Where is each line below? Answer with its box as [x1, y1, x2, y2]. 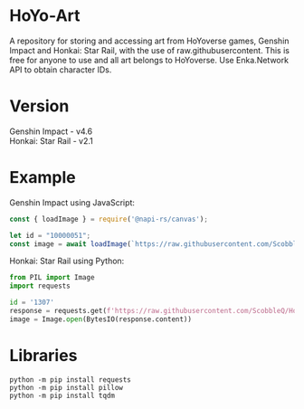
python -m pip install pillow [9, 383, 124, 392]
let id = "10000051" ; [9, 231, 91, 240]
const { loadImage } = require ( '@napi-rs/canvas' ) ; [9, 214, 208, 224]
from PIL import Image [9, 273, 95, 282]
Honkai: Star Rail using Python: [9, 255, 125, 267]
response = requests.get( [9, 307, 107, 316]
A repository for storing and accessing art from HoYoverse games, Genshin [9, 35, 290, 46]
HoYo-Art [9, 5, 81, 26]
